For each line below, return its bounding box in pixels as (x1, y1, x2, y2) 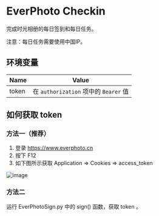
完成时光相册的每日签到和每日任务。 (6, 25, 97, 32)
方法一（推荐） (6, 129, 50, 138)
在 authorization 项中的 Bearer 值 (32, 87, 129, 95)
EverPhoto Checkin (6, 4, 106, 18)
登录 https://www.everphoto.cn (15, 144, 93, 152)
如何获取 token (6, 110, 63, 120)
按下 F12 (15, 152, 36, 159)
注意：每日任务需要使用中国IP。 (6, 38, 86, 45)
